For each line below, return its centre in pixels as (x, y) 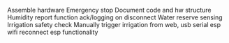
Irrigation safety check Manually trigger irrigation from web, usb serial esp (114, 25)
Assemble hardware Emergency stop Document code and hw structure (109, 10)
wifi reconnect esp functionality (53, 32)
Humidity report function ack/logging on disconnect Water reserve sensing (115, 17)
